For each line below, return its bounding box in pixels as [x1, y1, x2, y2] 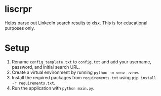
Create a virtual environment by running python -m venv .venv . [11, 69, 140, 75]
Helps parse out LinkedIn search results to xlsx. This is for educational [4, 20, 148, 26]
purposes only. [4, 25, 35, 31]
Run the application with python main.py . [11, 85, 95, 91]
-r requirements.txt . [11, 80, 55, 86]
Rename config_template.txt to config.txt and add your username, [11, 58, 152, 65]
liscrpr [4, 3, 32, 15]
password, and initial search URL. [11, 64, 80, 70]
